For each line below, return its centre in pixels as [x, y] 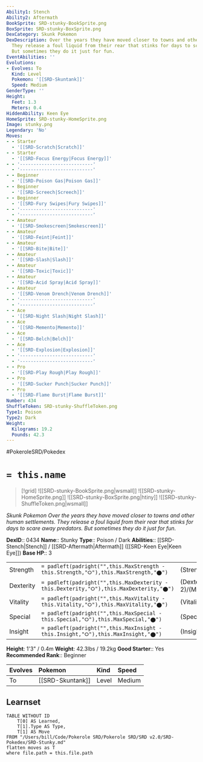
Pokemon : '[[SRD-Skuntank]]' [48, 79]
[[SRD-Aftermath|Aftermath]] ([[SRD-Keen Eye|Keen [117, 547]
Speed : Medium [29, 85]
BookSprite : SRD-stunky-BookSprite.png [56, 23]
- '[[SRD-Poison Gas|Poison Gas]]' [56, 181]
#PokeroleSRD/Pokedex [36, 452]
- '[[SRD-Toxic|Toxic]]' [43, 271]
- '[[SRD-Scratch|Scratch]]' [48, 147]
